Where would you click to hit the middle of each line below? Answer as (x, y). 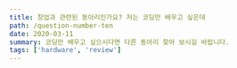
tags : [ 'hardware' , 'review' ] (65, 50)
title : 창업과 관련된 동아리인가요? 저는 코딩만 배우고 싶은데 (107, 17)
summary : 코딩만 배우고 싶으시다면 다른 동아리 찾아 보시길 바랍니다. (119, 42)
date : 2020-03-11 (41, 34)
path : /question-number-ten (61, 26)
